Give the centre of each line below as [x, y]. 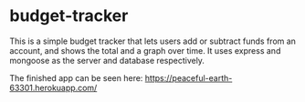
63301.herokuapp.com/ [53, 87]
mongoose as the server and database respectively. [107, 60]
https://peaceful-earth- [189, 77]
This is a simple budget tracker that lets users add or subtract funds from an [153, 41]
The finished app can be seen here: [76, 77]
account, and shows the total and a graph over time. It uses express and [145, 50]
